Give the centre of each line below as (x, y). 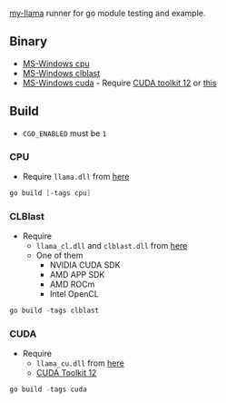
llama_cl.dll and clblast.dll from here (112, 246)
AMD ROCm (72, 284)
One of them (59, 256)
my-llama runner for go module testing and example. (108, 13)
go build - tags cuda (49, 389)
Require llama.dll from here (76, 176)
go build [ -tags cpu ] (50, 193)
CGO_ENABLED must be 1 (64, 133)
